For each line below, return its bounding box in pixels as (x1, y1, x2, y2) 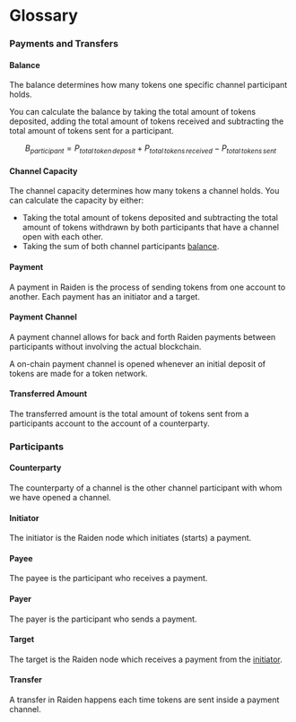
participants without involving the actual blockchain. (9, 341, 202, 352)
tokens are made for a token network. (9, 368, 148, 378)
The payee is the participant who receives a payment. (9, 573, 208, 584)
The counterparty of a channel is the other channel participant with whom (9, 483, 283, 493)
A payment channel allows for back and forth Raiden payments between (9, 331, 276, 342)
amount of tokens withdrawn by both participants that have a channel (22, 222, 280, 233)
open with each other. (22, 231, 103, 242)
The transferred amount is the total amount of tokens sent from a (9, 408, 249, 419)
